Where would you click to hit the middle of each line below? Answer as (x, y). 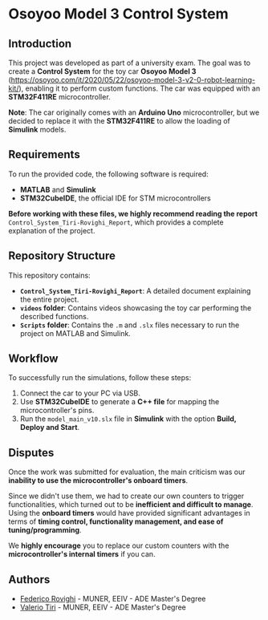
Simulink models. (37, 130)
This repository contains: (49, 275)
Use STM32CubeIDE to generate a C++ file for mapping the (120, 402)
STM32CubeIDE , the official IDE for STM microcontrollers (115, 198)
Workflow (33, 359)
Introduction (40, 44)
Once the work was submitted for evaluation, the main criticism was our (127, 472)
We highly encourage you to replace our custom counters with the (119, 545)
